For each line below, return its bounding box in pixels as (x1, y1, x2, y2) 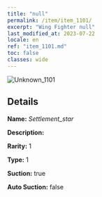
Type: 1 (7, 155, 29, 164)
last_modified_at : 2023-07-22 (7, 30, 96, 37)
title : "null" (7, 10, 49, 18)
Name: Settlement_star (7, 114, 74, 123)
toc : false (7, 50, 39, 57)
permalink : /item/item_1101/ (7, 17, 92, 24)
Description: (7, 128, 44, 136)
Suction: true (7, 169, 46, 177)
